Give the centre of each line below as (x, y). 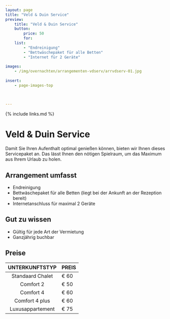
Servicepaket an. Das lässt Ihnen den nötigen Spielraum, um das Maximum (83, 154)
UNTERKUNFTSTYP (32, 267)
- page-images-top (34, 85)
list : (20, 43)
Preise (16, 253)
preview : (14, 19)
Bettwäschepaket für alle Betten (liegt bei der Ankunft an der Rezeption (87, 193)
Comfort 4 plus (32, 301)
